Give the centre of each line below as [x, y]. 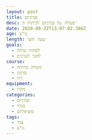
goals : [14, 45]
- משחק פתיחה [27, 67]
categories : [21, 95]
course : [16, 61]
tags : [13, 117]
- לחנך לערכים [26, 56]
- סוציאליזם [23, 111]
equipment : [20, 84]
